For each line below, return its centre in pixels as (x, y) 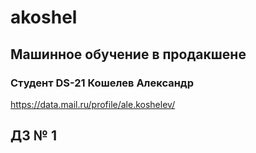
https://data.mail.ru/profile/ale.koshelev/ (93, 104)
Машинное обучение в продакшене (128, 54)
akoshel (44, 17)
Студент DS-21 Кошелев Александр (102, 83)
